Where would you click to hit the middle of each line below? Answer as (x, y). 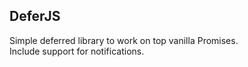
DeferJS (35, 16)
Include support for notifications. (77, 51)
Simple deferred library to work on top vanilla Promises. (124, 40)
